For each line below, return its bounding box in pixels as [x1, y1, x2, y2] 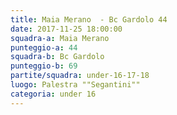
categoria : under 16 [10, 89, 97, 99]
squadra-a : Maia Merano [10, 33, 110, 43]
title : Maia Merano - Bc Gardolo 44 [10, 14, 168, 25]
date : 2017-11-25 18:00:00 [10, 24, 123, 34]
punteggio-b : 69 [10, 61, 78, 71]
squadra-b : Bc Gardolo [10, 52, 105, 62]
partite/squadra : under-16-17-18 [10, 71, 150, 81]
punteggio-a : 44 [10, 42, 78, 53]
